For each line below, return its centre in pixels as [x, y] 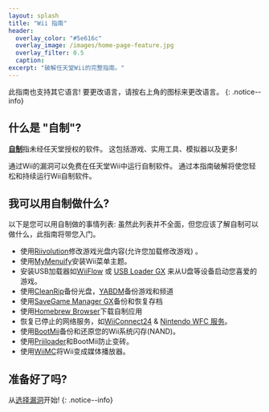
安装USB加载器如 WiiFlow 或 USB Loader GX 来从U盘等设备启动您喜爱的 [139, 271]
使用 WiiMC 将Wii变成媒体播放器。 [75, 351]
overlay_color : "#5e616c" [59, 38]
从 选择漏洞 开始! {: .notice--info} [61, 400]
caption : [30, 61]
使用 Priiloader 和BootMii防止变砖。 [77, 341]
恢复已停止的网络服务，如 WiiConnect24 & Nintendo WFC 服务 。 [126, 321]
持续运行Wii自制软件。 [59, 176]
